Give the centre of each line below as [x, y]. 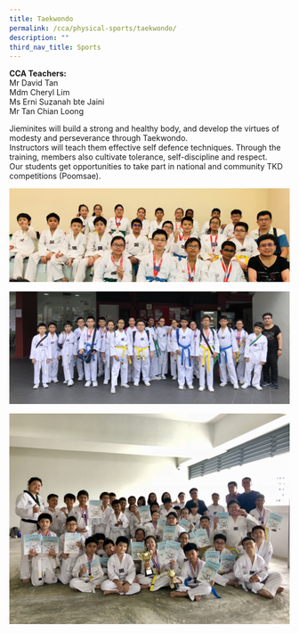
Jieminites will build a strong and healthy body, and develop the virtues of [145, 128]
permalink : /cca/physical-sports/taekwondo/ [93, 28]
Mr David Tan [34, 83]
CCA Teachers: [38, 74]
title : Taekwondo [41, 19]
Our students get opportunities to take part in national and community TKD [146, 167]
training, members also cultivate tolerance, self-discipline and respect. [138, 157]
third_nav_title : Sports [55, 47]
